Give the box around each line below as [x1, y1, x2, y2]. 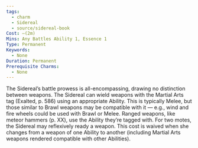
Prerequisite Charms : [6, 63, 60, 70]
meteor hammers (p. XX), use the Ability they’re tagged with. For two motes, [6, 116, 192, 124]
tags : [6, 8, 20, 15]
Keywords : [6, 47, 31, 53]
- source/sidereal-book [11, 25, 70, 31]
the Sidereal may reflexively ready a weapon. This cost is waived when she [6, 123, 189, 130]
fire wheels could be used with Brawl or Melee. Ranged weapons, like [6, 110, 176, 117]
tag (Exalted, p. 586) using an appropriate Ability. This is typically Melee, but [6, 98, 192, 105]
